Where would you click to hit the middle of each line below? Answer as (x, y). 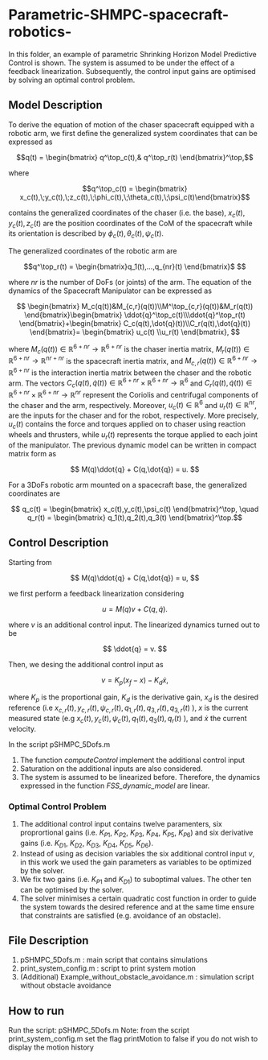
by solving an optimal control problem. (72, 80)
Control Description (59, 543)
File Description (49, 940)
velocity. (22, 728)
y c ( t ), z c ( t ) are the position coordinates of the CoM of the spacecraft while (130, 224)
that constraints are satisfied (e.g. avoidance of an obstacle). (120, 915)
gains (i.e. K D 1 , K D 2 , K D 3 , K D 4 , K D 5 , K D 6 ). (87, 844)
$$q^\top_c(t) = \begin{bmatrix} (135, 188)
